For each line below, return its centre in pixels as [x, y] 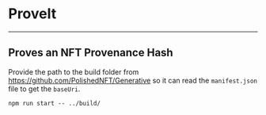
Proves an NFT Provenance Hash [91, 53]
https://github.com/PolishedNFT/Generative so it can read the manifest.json [133, 80]
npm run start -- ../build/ [55, 103]
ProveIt [32, 14]
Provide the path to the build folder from [74, 71]
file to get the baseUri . [44, 89]
